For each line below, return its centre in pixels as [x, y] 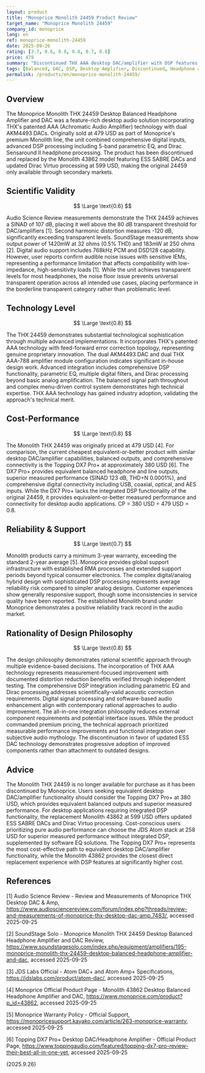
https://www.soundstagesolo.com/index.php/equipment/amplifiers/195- [97, 947]
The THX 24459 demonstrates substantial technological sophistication [95, 335]
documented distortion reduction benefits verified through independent [96, 679]
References [29, 881]
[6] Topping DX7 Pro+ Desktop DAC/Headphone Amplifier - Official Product [101, 1039]
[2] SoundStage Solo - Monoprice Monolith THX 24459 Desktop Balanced [99, 933]
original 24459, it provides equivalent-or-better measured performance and [101, 497]
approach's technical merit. [41, 400]
